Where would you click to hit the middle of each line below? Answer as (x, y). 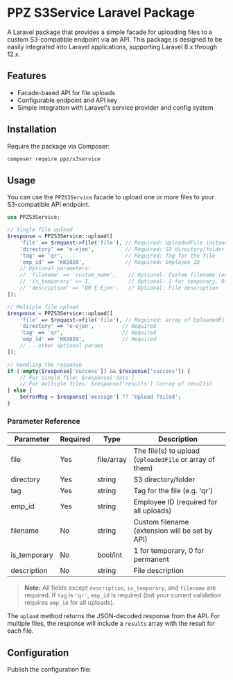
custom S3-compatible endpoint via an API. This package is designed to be (115, 39)
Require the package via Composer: (58, 146)
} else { (20, 390)
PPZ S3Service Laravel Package (101, 13)
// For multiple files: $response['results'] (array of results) (116, 384)
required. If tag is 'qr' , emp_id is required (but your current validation (122, 595)
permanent (152, 559)
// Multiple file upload (43, 307)
